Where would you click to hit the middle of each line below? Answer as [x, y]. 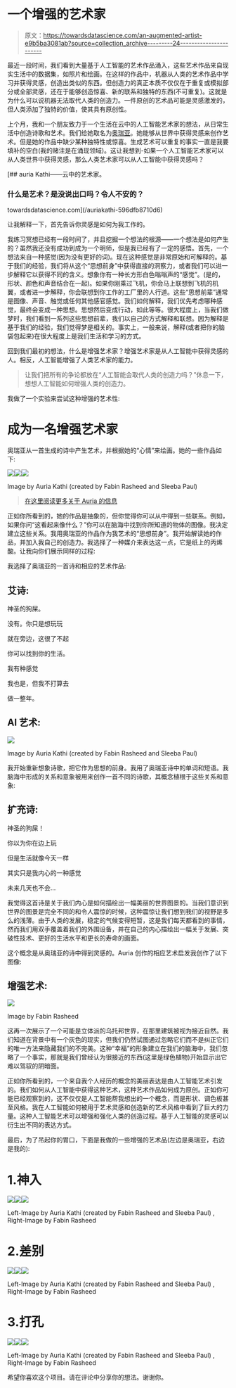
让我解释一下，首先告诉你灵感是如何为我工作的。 [78, 224]
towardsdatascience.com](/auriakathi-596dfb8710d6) [85, 210]
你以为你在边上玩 [32, 843]
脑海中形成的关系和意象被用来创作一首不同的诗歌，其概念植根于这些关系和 [115, 776]
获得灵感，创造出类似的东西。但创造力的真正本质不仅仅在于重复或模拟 [121, 82]
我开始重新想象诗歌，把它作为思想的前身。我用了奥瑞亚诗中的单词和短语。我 [118, 768]
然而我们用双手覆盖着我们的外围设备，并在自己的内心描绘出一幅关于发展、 [115, 929]
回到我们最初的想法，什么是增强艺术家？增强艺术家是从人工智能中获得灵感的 [118, 351]
